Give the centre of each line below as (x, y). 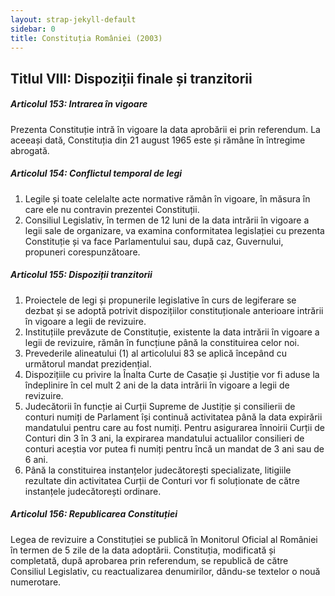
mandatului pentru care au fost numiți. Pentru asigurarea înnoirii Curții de (174, 427)
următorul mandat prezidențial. (88, 363)
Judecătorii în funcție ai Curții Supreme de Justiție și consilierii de (160, 406)
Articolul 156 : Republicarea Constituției (94, 514)
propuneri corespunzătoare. (82, 252)
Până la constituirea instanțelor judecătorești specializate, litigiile (158, 470)
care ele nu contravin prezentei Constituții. (112, 209)
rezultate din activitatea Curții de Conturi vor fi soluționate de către (162, 480)
